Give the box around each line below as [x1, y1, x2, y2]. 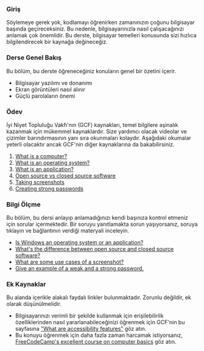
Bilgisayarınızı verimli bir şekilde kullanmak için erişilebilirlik [15, 312, 164, 319]
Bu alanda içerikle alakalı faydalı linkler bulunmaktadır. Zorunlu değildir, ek [6, 294, 192, 301]
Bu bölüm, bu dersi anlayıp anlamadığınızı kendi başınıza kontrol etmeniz [6, 214, 189, 222]
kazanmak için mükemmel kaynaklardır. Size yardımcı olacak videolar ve [6, 128, 187, 135]
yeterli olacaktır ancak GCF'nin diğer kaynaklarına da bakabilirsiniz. [6, 140, 175, 148]
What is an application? [15, 165, 74, 173]
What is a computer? [15, 152, 68, 160]
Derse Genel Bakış [6, 54, 62, 62]
